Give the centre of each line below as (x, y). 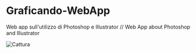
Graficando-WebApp (58, 11)
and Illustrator (23, 33)
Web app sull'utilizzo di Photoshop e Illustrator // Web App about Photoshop (98, 27)
